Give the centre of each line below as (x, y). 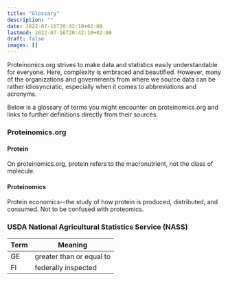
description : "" (30, 20)
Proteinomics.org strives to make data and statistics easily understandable (112, 65)
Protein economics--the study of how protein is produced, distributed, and (113, 202)
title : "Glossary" (33, 13)
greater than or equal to (73, 256)
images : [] (23, 45)
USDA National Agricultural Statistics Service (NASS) (98, 227)
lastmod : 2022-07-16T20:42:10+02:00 (59, 33)
